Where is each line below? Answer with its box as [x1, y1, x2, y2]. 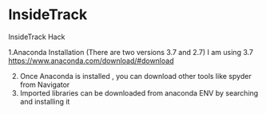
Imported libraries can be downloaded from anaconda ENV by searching [19, 88, 259, 97]
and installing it [19, 96, 70, 106]
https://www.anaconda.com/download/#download [8, 56, 174, 65]
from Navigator [19, 80, 70, 89]
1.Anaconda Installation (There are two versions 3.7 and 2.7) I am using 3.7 [8, 47, 254, 57]
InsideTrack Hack [8, 32, 66, 41]
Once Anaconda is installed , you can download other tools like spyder [19, 71, 252, 81]
